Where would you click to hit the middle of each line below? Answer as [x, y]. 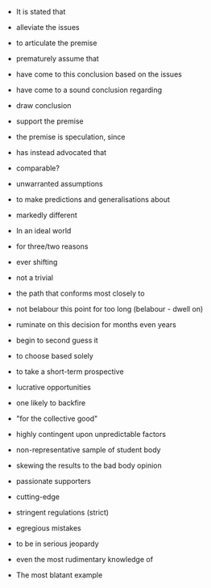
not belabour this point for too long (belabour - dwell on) [110, 309]
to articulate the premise [56, 43]
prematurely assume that [57, 59]
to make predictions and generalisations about [93, 199]
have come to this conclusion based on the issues [99, 74]
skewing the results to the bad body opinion [89, 465]
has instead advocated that [61, 152]
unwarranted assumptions [59, 184]
